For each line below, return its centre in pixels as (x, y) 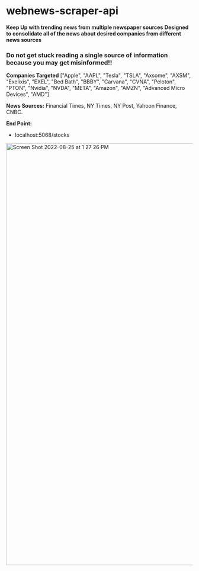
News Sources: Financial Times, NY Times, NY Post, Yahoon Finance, (92, 106)
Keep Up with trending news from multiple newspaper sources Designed (97, 27)
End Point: (19, 124)
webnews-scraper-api (62, 11)
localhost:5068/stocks (42, 135)
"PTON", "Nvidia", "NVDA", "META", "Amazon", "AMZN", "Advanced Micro (96, 88)
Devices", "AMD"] (28, 94)
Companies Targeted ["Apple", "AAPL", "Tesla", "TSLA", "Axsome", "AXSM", (99, 76)
